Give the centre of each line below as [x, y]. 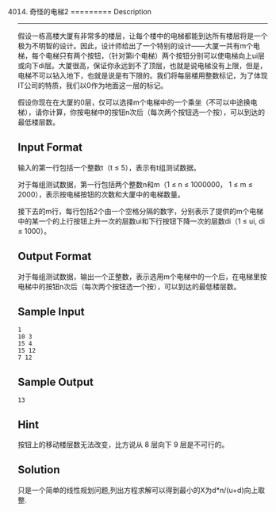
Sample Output [56, 382]
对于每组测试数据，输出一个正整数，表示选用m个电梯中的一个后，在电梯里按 [142, 277]
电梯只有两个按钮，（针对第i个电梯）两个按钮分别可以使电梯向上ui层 [155, 55]
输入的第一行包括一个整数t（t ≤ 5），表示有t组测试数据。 [109, 167]
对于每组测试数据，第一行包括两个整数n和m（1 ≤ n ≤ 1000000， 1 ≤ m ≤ [135, 184]
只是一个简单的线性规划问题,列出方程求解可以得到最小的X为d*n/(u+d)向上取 [142, 490]
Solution [39, 470]
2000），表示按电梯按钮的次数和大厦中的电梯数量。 [102, 194]
